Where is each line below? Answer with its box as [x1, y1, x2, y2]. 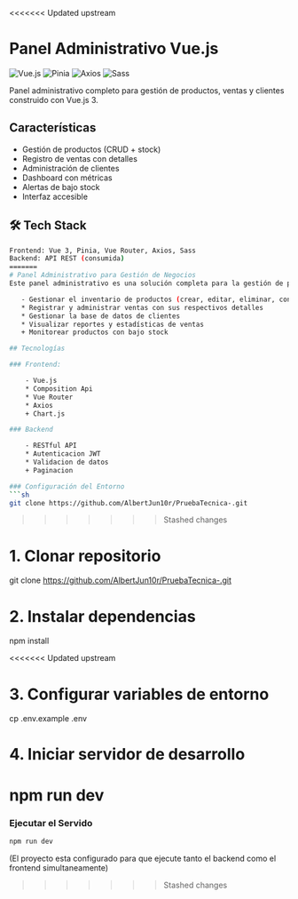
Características [9, 120, 97, 136]
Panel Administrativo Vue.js [9, 39, 219, 59]
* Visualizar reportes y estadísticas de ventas [20, 320, 204, 329]
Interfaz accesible [21, 191, 89, 202]
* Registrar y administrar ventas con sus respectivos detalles [20, 303, 264, 312]
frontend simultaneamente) [9, 862, 109, 873]
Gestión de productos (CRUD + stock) [21, 144, 161, 155]
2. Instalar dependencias [9, 606, 197, 626]
